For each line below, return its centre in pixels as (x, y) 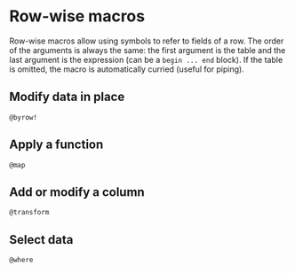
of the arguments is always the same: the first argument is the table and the (147, 50)
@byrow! (24, 117)
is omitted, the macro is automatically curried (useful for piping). (127, 69)
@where (21, 260)
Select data (41, 240)
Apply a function (56, 145)
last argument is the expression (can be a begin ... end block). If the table (146, 59)
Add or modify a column (77, 192)
